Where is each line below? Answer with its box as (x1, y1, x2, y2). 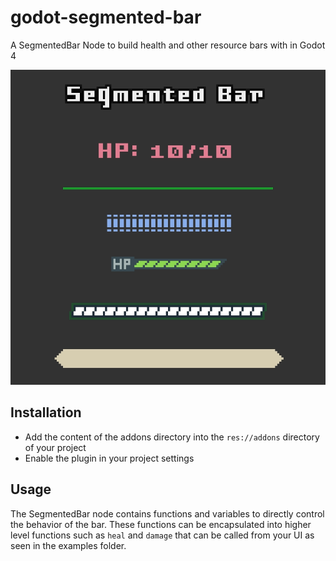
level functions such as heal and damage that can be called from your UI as (10, 529, 315, 541)
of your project (24, 441, 87, 453)
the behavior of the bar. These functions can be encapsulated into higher (10, 518, 312, 530)
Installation (10, 404, 82, 421)
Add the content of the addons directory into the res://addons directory (24, 431, 320, 443)
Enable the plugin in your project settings (24, 452, 195, 464)
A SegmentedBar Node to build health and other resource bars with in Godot (10, 39, 326, 51)
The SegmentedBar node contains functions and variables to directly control (10, 507, 325, 520)
